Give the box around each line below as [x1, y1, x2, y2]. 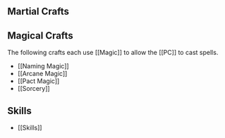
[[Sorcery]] [17, 84, 51, 93]
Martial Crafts [7, 6, 69, 18]
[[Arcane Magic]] [17, 70, 68, 78]
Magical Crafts [7, 30, 73, 42]
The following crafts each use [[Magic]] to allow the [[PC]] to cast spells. [7, 49, 219, 57]
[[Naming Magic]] [17, 62, 69, 70]
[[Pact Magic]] [17, 77, 60, 85]
